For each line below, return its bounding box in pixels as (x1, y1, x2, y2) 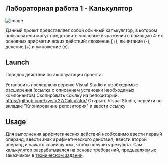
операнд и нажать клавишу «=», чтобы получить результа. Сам (5, 142, 143, 148)
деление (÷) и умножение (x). (5, 43, 69, 50)
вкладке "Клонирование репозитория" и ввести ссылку (5, 103, 126, 109)
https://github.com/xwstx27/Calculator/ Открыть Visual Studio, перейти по (5, 97, 162, 103)
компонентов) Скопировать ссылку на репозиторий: (5, 92, 119, 98)
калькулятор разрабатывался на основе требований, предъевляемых (5, 147, 156, 153)
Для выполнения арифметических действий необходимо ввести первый (5, 131, 162, 137)
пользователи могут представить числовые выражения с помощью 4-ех (5, 32, 163, 38)
